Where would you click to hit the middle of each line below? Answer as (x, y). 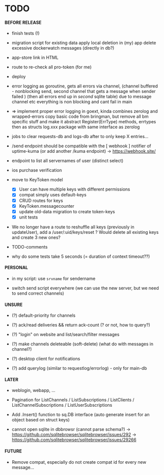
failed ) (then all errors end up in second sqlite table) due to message (82, 97)
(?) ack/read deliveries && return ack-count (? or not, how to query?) (81, 325)
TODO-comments (29, 247)
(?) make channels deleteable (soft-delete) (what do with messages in (82, 344)
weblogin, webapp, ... (33, 391)
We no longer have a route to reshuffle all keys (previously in (73, 227)
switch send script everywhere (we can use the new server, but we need (85, 288)
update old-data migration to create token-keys (67, 211)
